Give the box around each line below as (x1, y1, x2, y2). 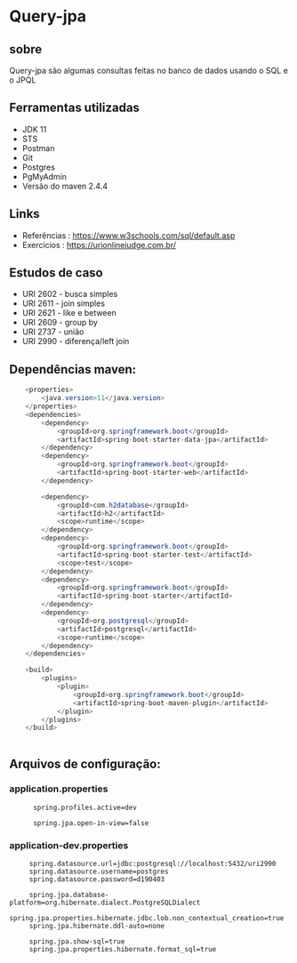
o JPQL (9, 75, 36, 85)
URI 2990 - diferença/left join (21, 336, 130, 347)
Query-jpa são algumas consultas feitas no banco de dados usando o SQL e (9, 65, 289, 76)
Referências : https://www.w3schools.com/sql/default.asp (21, 229, 236, 241)
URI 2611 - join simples (21, 298, 105, 309)
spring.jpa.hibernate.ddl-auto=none (28, 922, 165, 931)
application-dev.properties (9, 839, 129, 851)
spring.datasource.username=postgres (28, 867, 169, 877)
